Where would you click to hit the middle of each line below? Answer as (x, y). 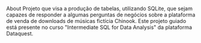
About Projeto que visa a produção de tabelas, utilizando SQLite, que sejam (100, 9)
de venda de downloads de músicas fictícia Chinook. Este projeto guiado (96, 21)
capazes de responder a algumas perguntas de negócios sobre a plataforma (101, 15)
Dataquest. (20, 34)
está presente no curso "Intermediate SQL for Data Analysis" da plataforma (99, 27)
